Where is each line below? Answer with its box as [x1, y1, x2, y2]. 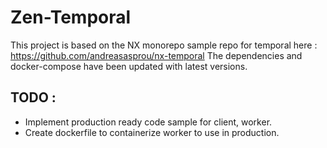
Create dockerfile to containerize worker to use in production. [24, 126, 280, 138]
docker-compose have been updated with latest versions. [10, 60, 248, 72]
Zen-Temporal [10, 6, 132, 29]
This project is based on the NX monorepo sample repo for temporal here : [10, 39, 318, 51]
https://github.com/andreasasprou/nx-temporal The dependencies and [10, 49, 303, 61]
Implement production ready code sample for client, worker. [24, 116, 273, 128]
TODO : [10, 89, 57, 106]
